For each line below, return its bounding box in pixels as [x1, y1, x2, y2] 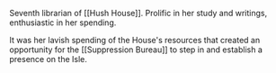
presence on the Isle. [9, 54, 87, 64]
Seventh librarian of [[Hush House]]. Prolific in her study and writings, [9, 8, 268, 18]
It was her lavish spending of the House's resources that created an [9, 35, 261, 45]
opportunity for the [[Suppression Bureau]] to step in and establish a [9, 44, 263, 55]
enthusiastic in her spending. [9, 17, 117, 28]
